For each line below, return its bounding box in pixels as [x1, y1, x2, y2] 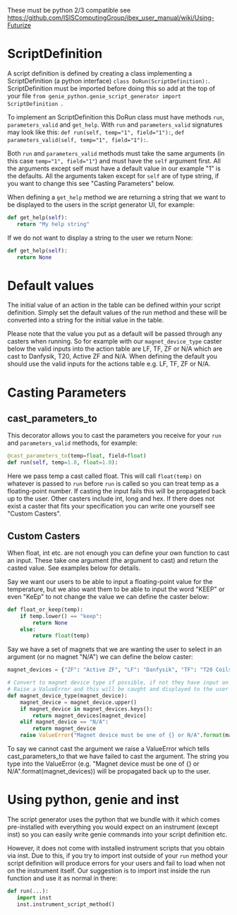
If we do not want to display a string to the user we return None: [7, 233, 193, 242]
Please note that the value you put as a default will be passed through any [7, 330, 222, 338]
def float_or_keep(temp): [7, 606, 83, 613]
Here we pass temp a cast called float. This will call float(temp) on [7, 472, 202, 480]
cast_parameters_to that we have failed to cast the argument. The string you [7, 752, 229, 761]
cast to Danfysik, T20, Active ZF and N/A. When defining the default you [7, 352, 217, 361]
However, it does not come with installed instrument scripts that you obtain [7, 844, 225, 852]
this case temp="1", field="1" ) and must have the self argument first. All [7, 156, 221, 165]
